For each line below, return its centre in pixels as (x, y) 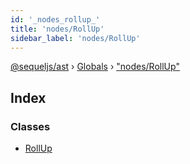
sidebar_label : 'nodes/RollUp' (75, 38)
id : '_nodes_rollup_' (55, 19)
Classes (30, 126)
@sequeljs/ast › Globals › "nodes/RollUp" (95, 67)
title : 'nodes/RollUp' (57, 29)
